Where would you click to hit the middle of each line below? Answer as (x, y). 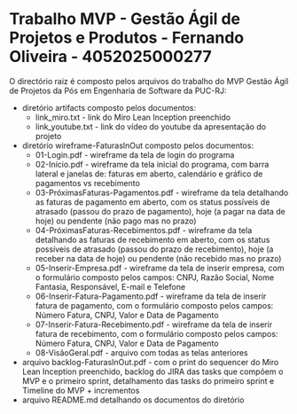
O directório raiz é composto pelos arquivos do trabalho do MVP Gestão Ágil (149, 81)
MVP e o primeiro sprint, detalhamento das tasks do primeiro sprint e (148, 380)
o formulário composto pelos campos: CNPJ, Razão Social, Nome (155, 277)
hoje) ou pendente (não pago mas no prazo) (116, 221)
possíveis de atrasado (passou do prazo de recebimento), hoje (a (154, 249)
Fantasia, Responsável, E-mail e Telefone (110, 286)
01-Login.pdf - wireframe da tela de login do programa (135, 154)
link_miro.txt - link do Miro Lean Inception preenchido (133, 117)
